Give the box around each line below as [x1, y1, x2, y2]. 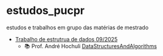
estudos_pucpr [6, 4, 85, 18]
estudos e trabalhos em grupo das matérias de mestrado [6, 24, 149, 31]
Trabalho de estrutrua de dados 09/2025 [15, 35, 118, 43]
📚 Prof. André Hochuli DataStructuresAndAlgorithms [24, 42, 157, 49]
